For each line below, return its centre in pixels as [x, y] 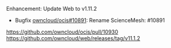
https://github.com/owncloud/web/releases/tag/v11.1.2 [73, 38]
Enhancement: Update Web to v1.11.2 [52, 9]
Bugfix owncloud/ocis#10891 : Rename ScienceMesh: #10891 [90, 20]
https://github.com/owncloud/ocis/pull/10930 [62, 32]
